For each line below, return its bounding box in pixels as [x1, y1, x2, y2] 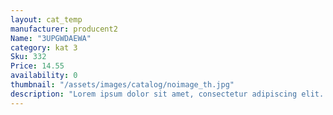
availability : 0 [10, 71, 78, 81]
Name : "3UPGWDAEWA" [10, 33, 92, 43]
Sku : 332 [10, 52, 47, 62]
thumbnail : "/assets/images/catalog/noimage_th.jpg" [10, 80, 235, 90]
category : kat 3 [10, 42, 78, 53]
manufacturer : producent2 [10, 24, 118, 34]
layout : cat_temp [10, 14, 83, 25]
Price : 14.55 [10, 61, 65, 71]
